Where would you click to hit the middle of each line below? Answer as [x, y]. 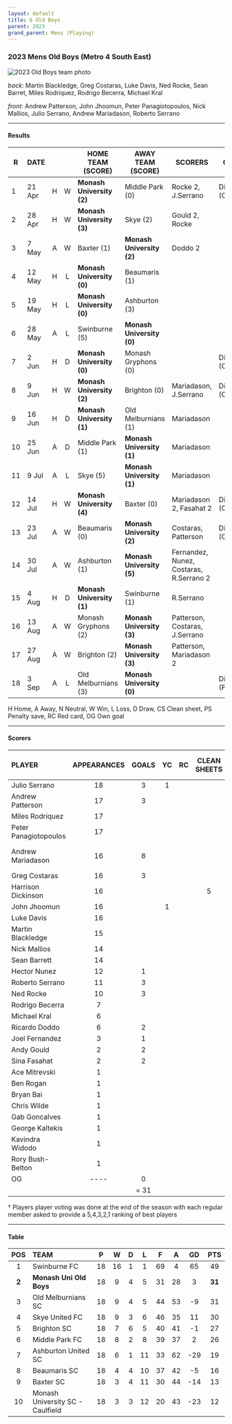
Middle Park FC [57, 1340]
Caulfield [47, 1410]
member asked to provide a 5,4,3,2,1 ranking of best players [93, 1214]
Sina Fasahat [32, 1061]
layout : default [31, 13]
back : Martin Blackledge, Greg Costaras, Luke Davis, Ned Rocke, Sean [108, 85]
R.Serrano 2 [191, 578]
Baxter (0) [141, 504]
